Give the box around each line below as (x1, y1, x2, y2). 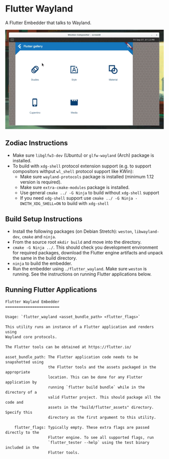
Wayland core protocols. (5, 335, 57, 340)
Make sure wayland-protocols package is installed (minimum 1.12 (20, 173, 154, 179)
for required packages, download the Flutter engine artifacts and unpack (12, 249, 163, 255)
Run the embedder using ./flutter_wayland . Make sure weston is (12, 265, 147, 271)
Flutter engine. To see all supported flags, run (48, 435, 154, 440)
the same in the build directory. (12, 255, 77, 261)
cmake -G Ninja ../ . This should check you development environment (12, 244, 158, 250)
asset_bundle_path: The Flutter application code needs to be (5, 355, 138, 360)
